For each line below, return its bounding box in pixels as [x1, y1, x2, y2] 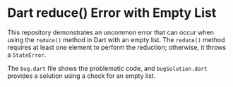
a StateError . [7, 51, 47, 59]
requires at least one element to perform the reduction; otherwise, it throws [7, 43, 227, 51]
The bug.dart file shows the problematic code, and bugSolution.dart [7, 64, 208, 72]
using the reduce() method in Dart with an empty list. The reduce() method [7, 35, 225, 43]
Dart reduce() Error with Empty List [7, 5, 217, 21]
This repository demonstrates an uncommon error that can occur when [7, 28, 214, 36]
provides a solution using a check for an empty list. [7, 72, 156, 80]
